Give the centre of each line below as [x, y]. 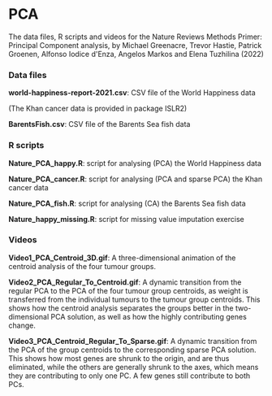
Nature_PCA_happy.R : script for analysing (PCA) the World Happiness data [135, 163]
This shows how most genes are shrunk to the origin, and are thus [119, 358]
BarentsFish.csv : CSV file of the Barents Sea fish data [99, 124]
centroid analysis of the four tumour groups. [82, 266]
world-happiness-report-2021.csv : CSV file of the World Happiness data [132, 93]
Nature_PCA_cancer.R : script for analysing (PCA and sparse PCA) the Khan [135, 179]
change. [22, 325]
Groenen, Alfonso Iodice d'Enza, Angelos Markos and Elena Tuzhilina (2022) [136, 54]
